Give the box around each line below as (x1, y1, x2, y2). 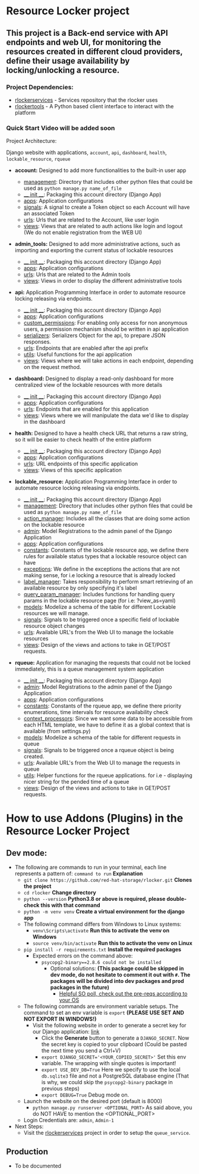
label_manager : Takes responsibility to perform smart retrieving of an (23, 578, 193, 586)
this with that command (40, 901, 100, 909)
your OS (59, 997, 79, 1004)
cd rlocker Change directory (23, 889, 97, 896)
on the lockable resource (23, 521, 85, 528)
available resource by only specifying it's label (23, 584, 137, 591)
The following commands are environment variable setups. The (23, 1003, 179, 1010)
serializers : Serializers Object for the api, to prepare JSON (23, 332, 166, 339)
